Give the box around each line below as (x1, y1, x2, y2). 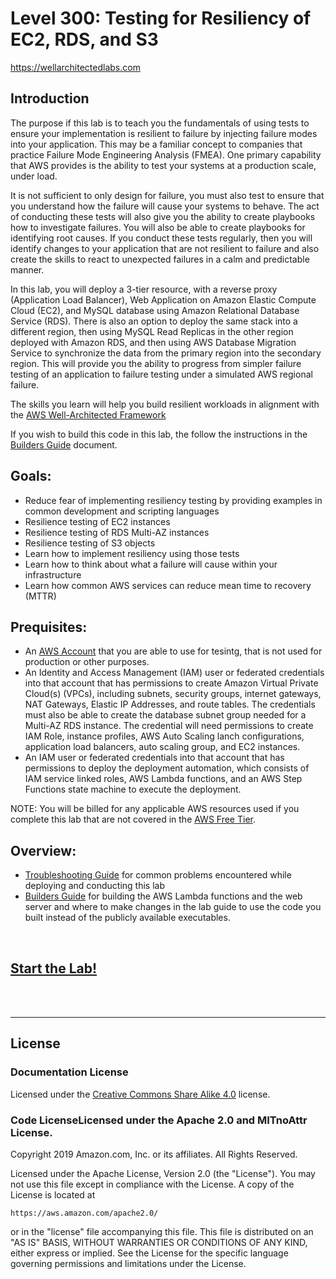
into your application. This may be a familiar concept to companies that (10, 138, 303, 150)
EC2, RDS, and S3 (10, 28, 159, 51)
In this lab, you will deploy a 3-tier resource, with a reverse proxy (10, 283, 278, 295)
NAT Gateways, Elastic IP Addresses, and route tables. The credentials (24, 698, 316, 711)
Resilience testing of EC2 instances (24, 515, 171, 527)
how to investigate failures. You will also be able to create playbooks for (10, 221, 306, 233)
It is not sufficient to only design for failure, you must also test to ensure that (10, 189, 325, 201)
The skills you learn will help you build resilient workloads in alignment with (10, 398, 320, 410)
